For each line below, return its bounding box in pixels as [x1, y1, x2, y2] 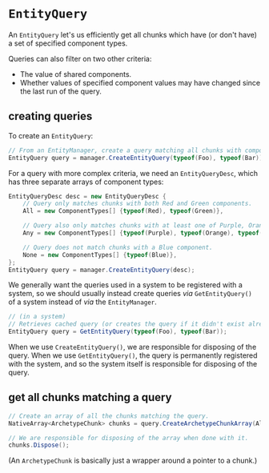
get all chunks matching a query [8, 391, 172, 404]
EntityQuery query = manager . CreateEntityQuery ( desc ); [8, 266, 195, 274]
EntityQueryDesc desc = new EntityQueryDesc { [8, 192, 167, 200]
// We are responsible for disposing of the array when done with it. [8, 434, 249, 442]
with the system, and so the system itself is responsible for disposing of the [8, 359, 258, 368]
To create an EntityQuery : [8, 130, 94, 140]
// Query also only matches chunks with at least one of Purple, [22, 222, 246, 230]
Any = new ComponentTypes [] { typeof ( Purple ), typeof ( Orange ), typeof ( [22, 229, 263, 237]
